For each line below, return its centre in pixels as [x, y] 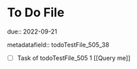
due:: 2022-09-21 [32, 31]
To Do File [36, 13]
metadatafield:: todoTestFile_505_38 [58, 44]
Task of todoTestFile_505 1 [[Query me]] [74, 58]
